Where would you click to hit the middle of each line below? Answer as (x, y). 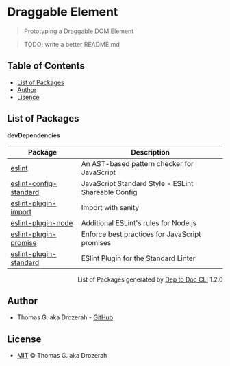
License (24, 339)
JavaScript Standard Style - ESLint (137, 183)
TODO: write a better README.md (72, 44)
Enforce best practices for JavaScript (141, 234)
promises (96, 242)
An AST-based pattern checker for (137, 163)
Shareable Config (109, 192)
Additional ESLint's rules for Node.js (139, 222)
